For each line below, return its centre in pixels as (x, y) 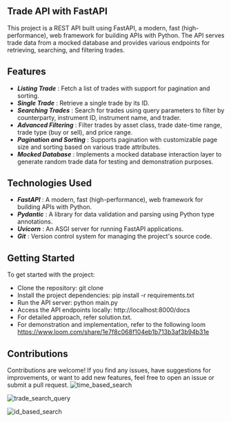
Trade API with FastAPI (58, 11)
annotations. (35, 222)
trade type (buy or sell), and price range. (75, 132)
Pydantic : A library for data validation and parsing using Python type (116, 214)
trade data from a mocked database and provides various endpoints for (109, 42)
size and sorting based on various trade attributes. (89, 147)
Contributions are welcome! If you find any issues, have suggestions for (109, 370)
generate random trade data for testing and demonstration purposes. (115, 161)
